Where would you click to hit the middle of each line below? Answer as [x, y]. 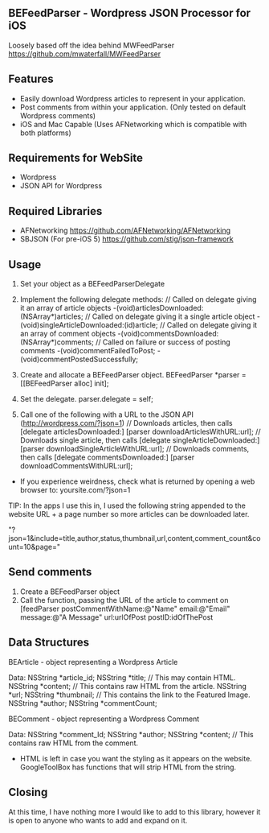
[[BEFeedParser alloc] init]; [64, 384]
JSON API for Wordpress [61, 186]
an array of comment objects [68, 334]
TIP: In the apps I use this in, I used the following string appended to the [127, 505]
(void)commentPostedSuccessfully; [79, 359]
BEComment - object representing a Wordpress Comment [104, 719]
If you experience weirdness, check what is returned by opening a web [137, 481]
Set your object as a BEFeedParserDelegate [92, 284]
